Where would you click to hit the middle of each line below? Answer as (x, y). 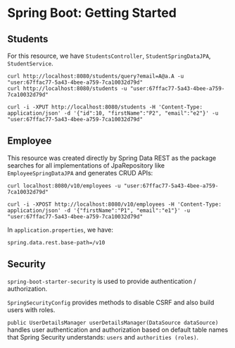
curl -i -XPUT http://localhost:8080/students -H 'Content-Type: (105, 107)
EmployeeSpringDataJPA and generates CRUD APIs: (80, 173)
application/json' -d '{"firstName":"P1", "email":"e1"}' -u (99, 210)
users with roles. (31, 310)
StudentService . (31, 63)
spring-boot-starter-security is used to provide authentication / (102, 281)
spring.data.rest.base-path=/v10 (56, 242)
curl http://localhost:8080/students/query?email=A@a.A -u (96, 76)
